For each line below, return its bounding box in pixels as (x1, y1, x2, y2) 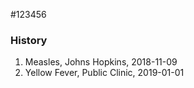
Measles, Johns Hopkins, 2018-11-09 (24, 56, 178, 68)
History (10, 33, 48, 47)
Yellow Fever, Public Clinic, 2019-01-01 (24, 67, 185, 79)
